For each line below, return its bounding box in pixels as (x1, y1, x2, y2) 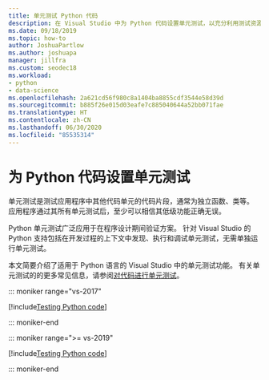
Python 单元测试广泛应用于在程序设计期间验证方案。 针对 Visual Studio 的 (8, 223, 251, 232)
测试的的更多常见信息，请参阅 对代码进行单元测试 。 (14, 270, 184, 280)
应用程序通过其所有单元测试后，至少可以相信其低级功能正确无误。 (8, 206, 226, 216)
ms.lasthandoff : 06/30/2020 (8, 123, 102, 131)
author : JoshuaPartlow (8, 42, 84, 50)
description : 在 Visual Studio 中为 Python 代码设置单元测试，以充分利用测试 (8, 19, 251, 27)
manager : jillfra (8, 57, 66, 65)
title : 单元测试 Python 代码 (8, 11, 98, 20)
